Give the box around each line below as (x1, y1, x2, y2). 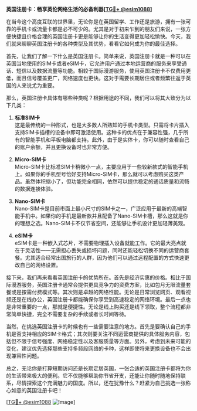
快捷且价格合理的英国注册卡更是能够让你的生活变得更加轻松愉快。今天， (11, 33, 186, 40)
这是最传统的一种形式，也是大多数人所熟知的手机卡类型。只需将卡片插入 (14, 121, 189, 128)
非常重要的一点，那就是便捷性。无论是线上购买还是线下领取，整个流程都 (11, 303, 186, 310)
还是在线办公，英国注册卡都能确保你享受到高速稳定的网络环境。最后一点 (11, 296, 186, 303)
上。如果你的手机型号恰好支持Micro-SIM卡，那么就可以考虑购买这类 (14, 171, 179, 178)
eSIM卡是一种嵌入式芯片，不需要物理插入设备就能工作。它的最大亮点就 (14, 240, 186, 246)
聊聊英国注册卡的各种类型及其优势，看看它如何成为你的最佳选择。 (21, 40, 181, 47)
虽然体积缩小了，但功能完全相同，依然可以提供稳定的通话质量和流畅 (25, 178, 189, 185)
